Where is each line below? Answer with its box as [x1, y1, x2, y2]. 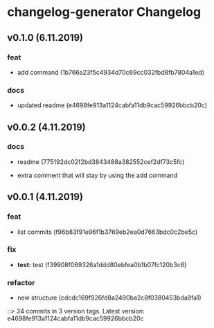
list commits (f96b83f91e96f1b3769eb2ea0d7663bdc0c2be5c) [17, 228, 198, 236]
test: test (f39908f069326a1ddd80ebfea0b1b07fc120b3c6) [17, 260, 187, 268]
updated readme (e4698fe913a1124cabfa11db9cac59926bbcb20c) [17, 101, 208, 109]
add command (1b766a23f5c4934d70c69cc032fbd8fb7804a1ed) [17, 68, 205, 76]
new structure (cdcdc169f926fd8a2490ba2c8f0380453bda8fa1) [17, 293, 202, 302]
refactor [7, 277, 35, 287]
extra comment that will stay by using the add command [17, 171, 178, 179]
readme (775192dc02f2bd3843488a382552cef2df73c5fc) [17, 157, 185, 166]
